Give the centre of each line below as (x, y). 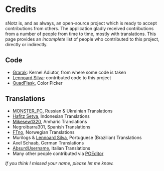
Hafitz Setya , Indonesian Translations (51, 116)
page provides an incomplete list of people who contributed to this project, (82, 39)
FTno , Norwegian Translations (44, 132)
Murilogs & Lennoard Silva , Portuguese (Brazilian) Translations (77, 137)
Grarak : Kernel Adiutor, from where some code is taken (69, 72)
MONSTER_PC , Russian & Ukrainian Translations (62, 111)
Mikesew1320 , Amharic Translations (50, 121)
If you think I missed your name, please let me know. (59, 163)
